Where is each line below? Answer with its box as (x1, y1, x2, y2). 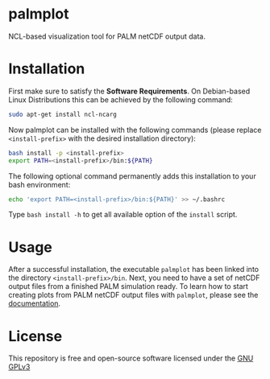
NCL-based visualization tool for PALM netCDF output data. (8, 31, 206, 41)
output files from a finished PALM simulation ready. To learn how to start (8, 282, 248, 291)
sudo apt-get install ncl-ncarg (8, 110, 117, 118)
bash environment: (8, 179, 71, 189)
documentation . (8, 299, 61, 308)
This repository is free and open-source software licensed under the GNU (8, 353, 254, 363)
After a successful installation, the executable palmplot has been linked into (8, 265, 260, 274)
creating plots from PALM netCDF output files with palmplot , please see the (8, 290, 259, 300)
